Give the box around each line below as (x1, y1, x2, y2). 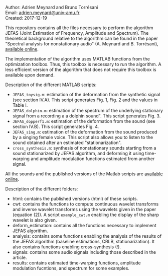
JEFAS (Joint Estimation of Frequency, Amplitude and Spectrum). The (5, 30, 149, 36)
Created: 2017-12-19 (5, 15, 48, 21)
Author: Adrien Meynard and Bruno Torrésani (5, 5, 98, 10)
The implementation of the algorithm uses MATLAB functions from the (5, 56, 150, 62)
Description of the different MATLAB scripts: (5, 82, 97, 88)
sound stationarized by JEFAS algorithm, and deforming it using (12, 151, 144, 156)
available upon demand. (5, 72, 55, 78)
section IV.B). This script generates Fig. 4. (12, 123, 99, 129)
